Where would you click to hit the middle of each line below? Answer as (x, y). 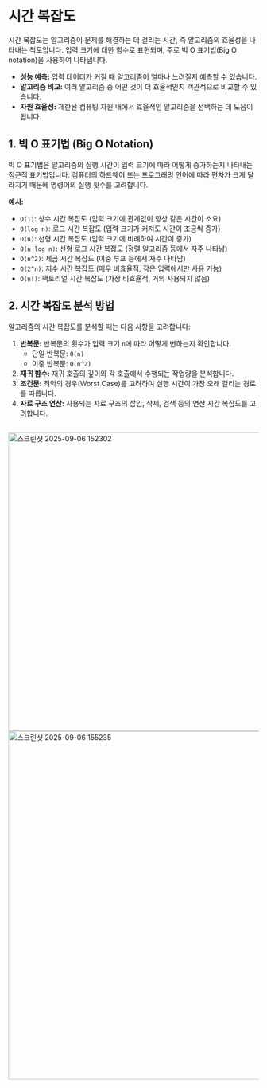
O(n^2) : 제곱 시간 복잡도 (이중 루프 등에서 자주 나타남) (103, 258)
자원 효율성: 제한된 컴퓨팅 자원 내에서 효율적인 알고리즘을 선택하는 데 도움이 (136, 106)
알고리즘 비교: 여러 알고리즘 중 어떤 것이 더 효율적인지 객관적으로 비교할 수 (134, 86)
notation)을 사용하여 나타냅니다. (58, 60)
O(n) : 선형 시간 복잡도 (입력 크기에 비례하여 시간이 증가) (106, 238)
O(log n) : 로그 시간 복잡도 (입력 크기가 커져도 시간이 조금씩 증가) (120, 229)
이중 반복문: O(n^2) (61, 363)
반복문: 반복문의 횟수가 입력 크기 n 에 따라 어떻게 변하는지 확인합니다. (126, 343)
